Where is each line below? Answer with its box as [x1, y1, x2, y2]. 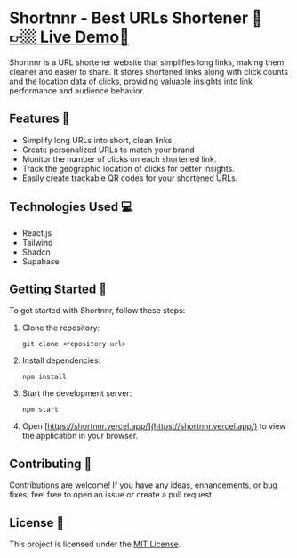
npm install [21, 373, 67, 382]
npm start [21, 405, 60, 415]
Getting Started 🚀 [9, 281, 108, 296]
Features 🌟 [9, 111, 70, 126]
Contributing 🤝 [9, 456, 92, 471]
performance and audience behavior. [9, 85, 145, 96]
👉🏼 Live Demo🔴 [9, 27, 131, 47]
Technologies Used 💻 [9, 199, 133, 214]
